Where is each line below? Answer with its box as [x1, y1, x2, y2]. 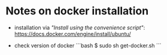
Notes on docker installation [5, 4, 149, 18]
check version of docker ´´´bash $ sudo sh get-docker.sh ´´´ [14, 42, 162, 49]
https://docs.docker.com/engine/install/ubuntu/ [14, 30, 131, 37]
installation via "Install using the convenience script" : [14, 24, 145, 31]
